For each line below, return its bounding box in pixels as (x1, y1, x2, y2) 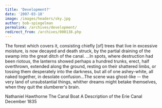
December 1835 (5, 99, 37, 104)
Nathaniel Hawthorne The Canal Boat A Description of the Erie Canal (5, 93, 143, 99)
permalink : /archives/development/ (5, 25, 77, 30)
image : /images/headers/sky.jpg (5, 16, 71, 21)
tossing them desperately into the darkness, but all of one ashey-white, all (5, 69, 153, 74)
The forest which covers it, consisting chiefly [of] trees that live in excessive (5, 43, 158, 48)
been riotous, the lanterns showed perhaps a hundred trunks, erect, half (5, 59, 149, 64)
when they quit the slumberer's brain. (5, 84, 80, 90)
